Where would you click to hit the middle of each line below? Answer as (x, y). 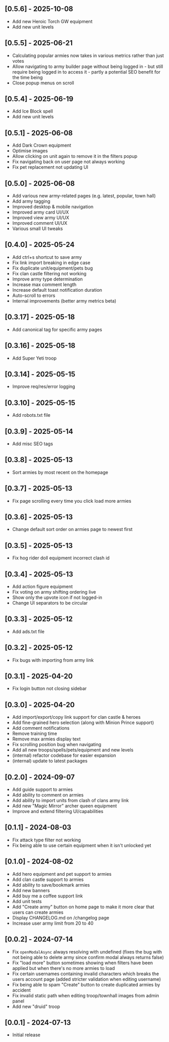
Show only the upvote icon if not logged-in (57, 597)
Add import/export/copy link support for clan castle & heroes (76, 717)
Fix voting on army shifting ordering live (54, 592)
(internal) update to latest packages (50, 761)
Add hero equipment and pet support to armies (62, 874)
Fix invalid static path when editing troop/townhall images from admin (86, 995)
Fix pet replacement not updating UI (50, 167)
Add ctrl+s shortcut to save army (47, 257)
